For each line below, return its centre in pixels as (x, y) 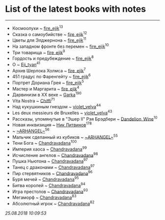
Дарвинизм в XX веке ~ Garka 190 (47, 94)
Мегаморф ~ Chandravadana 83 (44, 197)
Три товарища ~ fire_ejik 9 (39, 52)
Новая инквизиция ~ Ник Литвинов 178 (52, 125)
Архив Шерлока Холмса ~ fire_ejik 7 (49, 70)
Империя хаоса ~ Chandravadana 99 (49, 149)
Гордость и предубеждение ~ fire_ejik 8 (53, 58)
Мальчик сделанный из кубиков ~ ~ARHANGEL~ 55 (65, 136)
